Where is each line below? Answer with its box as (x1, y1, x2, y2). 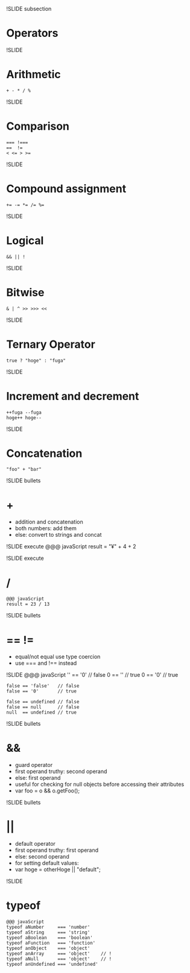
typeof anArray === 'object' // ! (6, 951, 112, 957)
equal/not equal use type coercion (14, 653, 101, 660)
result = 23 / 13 (6, 601, 50, 608)
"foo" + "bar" (6, 467, 42, 473)
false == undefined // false (6, 699, 80, 705)
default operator (14, 840, 56, 848)
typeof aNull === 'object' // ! (6, 956, 112, 962)
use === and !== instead (14, 660, 77, 667)
